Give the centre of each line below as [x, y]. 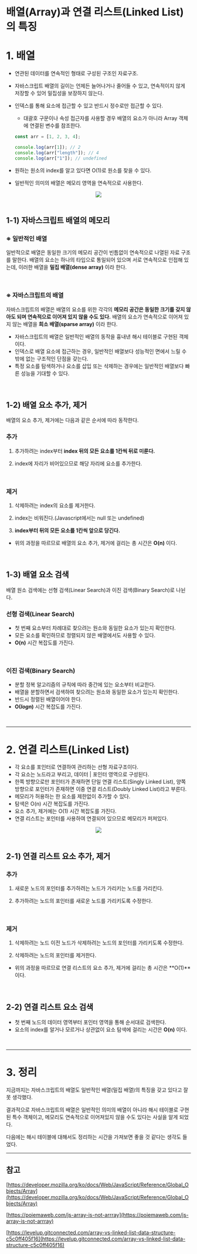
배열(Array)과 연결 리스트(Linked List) [95, 12]
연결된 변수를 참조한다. [56, 126]
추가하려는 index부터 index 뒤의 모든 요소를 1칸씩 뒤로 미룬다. [85, 451]
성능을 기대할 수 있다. [45, 373]
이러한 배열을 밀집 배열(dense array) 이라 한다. [73, 267]
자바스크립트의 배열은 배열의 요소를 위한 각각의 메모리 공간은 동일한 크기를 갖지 [96, 309]
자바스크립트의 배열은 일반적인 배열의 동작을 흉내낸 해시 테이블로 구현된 [96, 337]
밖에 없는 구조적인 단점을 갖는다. [51, 358]
